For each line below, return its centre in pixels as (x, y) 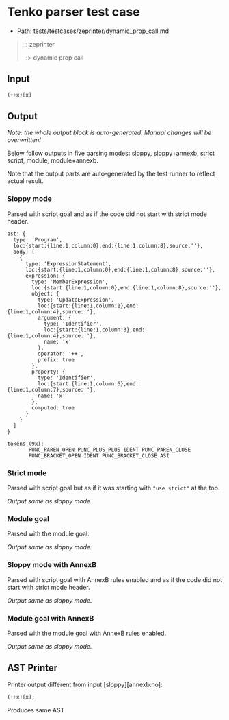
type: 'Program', (38, 240)
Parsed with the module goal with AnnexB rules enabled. (86, 633)
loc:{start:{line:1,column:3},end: (94, 330)
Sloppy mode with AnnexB (52, 565)
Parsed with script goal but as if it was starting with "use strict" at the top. (113, 488)
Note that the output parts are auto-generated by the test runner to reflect (111, 174)
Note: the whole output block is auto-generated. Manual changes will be (109, 133)
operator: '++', (60, 354)
